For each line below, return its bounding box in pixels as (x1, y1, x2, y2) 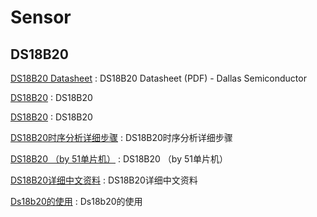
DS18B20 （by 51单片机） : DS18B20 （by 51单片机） (10, 153, 228, 165)
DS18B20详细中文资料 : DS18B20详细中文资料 (10, 174, 198, 186)
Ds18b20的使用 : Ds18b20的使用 (10, 196, 143, 207)
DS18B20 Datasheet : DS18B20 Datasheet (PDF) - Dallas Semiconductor (10, 72, 307, 84)
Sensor (10, 6, 72, 29)
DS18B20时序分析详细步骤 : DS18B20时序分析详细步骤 (10, 132, 233, 143)
